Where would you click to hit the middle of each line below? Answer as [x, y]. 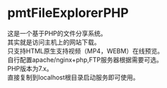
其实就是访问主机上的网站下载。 [54, 42]
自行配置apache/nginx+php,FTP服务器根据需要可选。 [85, 59]
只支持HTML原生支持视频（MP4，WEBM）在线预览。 [86, 51]
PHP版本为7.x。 [30, 68]
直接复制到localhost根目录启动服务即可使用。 [73, 77]
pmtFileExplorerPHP [68, 13]
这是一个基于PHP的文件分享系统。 [57, 33]
